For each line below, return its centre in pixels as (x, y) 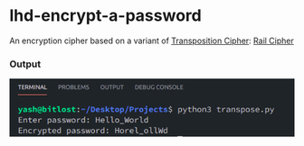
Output (25, 64)
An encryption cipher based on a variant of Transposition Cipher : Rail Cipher (152, 41)
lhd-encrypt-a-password (105, 16)
